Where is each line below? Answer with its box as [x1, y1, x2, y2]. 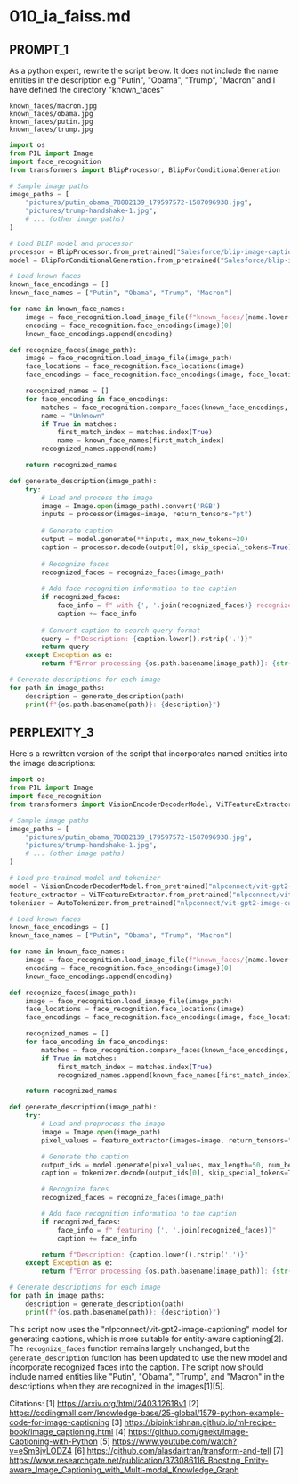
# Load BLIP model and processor [9, 239, 133, 248]
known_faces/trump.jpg [9, 125, 93, 134]
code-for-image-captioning [9, 1416, 110, 1428]
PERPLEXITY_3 [9, 724, 94, 739]
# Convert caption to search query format [41, 626, 201, 635]
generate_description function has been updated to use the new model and [9, 1352, 287, 1363]
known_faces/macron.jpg [9, 102, 98, 111]
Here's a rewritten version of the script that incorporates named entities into [9, 748, 287, 759]
